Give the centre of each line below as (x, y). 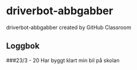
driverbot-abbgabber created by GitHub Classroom (69, 27)
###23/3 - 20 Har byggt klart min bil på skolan (63, 60)
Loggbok (23, 46)
